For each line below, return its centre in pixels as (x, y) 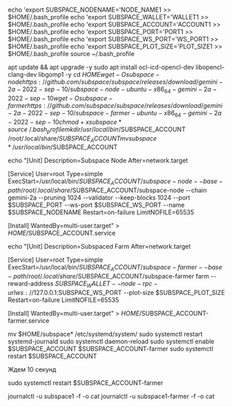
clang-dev (22, 75)
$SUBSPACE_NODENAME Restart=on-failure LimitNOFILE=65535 (101, 212)
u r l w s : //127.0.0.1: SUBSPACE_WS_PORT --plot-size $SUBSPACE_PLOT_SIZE (116, 292)
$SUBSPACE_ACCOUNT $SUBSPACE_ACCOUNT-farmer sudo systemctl (110, 348)
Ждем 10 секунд (32, 369)
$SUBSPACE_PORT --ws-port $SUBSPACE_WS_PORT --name (96, 205)
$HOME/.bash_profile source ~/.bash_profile (71, 54)
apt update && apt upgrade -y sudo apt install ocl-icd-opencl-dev (101, 67)
